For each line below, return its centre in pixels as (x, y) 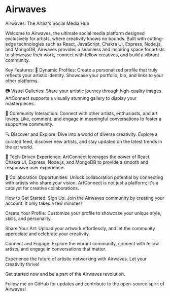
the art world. (19, 147)
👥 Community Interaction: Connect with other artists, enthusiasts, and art (81, 113)
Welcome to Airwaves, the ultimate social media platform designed (75, 33)
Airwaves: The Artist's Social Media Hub (47, 23)
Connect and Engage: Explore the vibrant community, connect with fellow (82, 243)
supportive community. (29, 124)
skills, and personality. (29, 218)
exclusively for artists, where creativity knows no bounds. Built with (76, 39)
